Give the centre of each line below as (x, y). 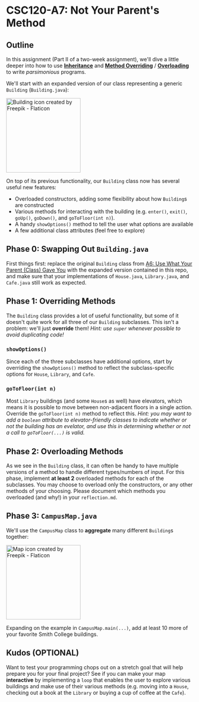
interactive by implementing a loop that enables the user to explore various (99, 680)
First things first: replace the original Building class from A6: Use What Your (99, 263)
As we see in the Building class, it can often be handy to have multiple (92, 466)
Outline (20, 45)
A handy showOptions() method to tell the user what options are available (104, 224)
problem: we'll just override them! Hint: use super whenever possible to (94, 328)
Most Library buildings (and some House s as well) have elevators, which (94, 401)
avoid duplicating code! (35, 335)
